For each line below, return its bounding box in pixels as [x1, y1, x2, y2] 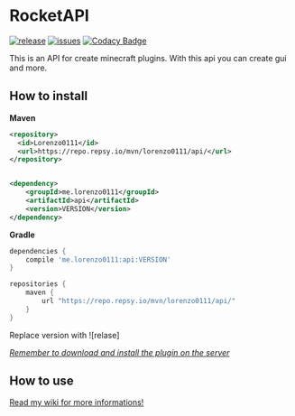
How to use [9, 374, 74, 389]
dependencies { [9, 246, 67, 255]
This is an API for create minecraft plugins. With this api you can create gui [9, 52, 287, 63]
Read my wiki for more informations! [9, 397, 144, 408]
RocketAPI [9, 5, 90, 26]
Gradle [9, 229, 36, 240]
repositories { [9, 280, 67, 289]
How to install [9, 88, 88, 104]
